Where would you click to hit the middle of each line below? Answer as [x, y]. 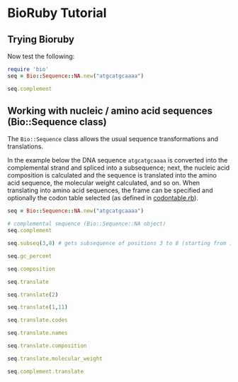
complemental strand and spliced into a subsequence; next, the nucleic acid [119, 168]
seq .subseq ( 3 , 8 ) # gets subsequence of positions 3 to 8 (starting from [117, 244]
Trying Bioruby [41, 39]
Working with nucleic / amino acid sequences [110, 111]
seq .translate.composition [47, 346]
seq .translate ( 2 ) [33, 295]
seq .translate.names [38, 333]
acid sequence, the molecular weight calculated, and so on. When [104, 183]
